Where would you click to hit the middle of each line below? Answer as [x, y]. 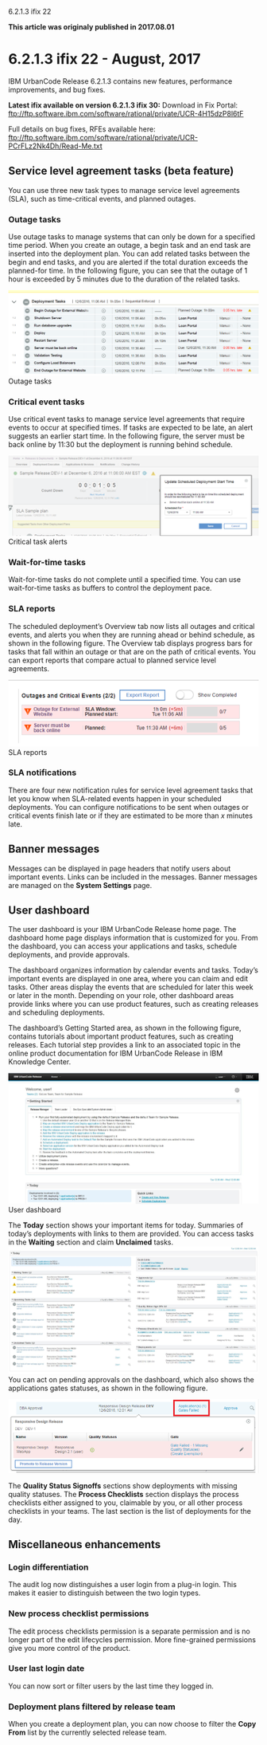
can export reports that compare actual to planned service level [112, 660]
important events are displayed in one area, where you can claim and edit [128, 979]
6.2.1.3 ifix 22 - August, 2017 [104, 59]
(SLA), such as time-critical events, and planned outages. [102, 198]
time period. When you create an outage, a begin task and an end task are [130, 246]
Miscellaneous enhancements [85, 1545]
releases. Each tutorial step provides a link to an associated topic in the [124, 1045]
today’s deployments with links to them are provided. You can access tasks [131, 1233]
